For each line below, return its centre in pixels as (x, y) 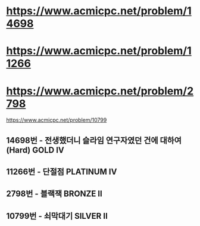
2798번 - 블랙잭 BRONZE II (54, 194)
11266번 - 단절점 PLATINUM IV (62, 172)
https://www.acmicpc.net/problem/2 (100, 91)
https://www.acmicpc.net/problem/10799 (57, 120)
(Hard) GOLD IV (35, 150)
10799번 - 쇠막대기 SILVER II (57, 216)
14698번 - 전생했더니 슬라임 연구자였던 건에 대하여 (94, 140)
